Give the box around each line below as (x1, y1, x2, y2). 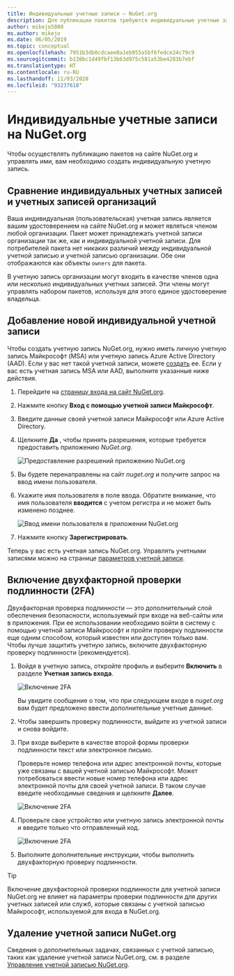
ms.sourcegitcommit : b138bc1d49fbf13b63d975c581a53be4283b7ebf (7, 56, 195, 63)
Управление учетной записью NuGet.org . (7, 961, 130, 969)
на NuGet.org (7, 126, 87, 143)
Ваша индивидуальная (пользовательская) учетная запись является (7, 214, 212, 222)
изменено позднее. (17, 506, 75, 514)
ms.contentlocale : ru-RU (7, 68, 79, 75)
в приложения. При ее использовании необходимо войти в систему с (7, 618, 216, 627)
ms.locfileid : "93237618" (7, 82, 82, 89)
